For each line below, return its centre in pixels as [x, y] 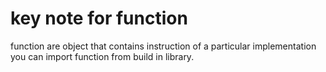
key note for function [99, 18]
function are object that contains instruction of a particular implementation [163, 46]
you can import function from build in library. [102, 56]
